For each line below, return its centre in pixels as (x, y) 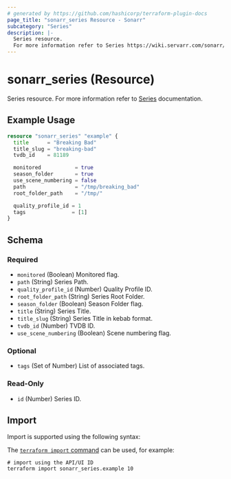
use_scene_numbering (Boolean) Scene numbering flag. (94, 333)
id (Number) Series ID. (49, 398)
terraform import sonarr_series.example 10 (70, 469)
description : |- (30, 33)
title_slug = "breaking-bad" (55, 149)
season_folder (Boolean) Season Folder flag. (80, 304)
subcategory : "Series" (40, 26)
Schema (25, 240)
